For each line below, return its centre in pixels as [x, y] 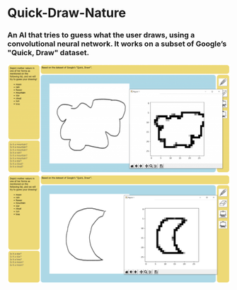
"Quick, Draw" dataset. [48, 53]
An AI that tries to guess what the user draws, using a [101, 35]
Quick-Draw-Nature [67, 13]
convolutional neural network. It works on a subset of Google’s [117, 44]
